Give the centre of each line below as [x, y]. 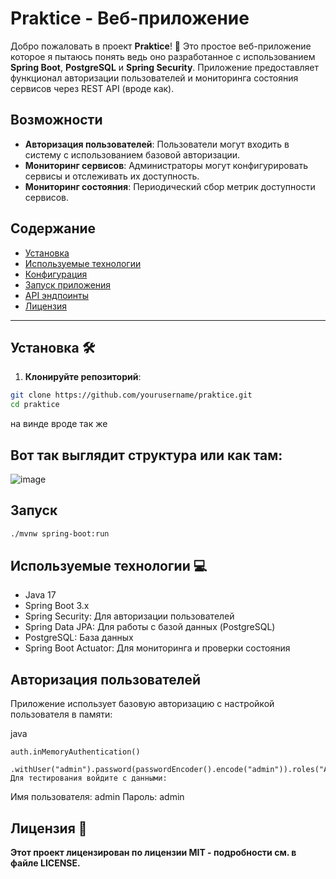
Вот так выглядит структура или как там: [146, 455]
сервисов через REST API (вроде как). [92, 88]
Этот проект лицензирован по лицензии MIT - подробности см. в [153, 853]
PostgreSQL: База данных [79, 638]
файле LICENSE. [45, 863]
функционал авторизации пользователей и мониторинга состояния [154, 78]
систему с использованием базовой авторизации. [132, 154]
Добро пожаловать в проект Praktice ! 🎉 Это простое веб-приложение [161, 46]
